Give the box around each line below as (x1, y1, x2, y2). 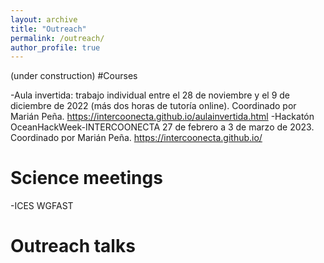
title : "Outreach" (10, 24, 87, 34)
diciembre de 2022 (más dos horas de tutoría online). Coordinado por (10, 100, 297, 112)
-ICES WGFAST (10, 200, 74, 212)
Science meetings (10, 167, 163, 190)
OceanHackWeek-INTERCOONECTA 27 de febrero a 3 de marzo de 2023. (10, 121, 315, 133)
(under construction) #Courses (10, 70, 138, 82)
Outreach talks (10, 235, 136, 258)
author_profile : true (10, 42, 101, 53)
